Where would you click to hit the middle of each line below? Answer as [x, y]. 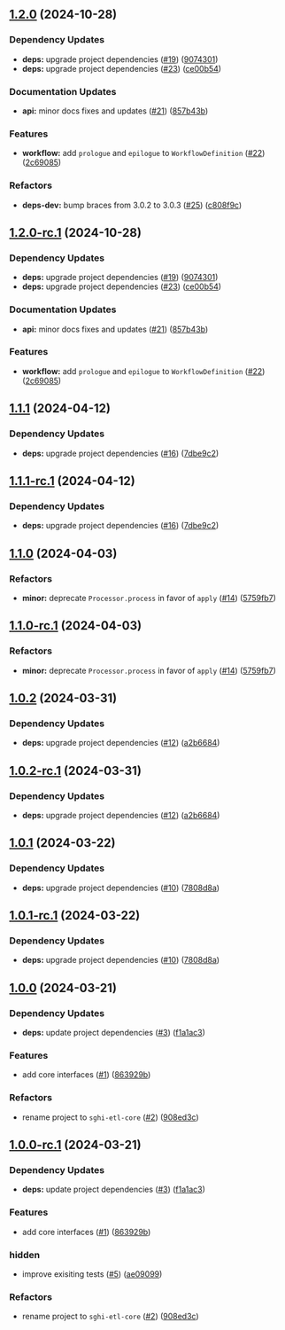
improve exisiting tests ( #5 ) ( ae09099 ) [92, 1274]
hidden [25, 1255]
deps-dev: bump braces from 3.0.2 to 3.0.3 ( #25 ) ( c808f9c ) [132, 205]
